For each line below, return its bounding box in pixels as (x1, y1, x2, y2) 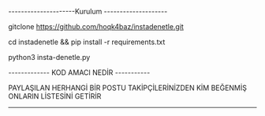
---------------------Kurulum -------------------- (8, 7, 168, 16)
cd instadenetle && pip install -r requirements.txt (8, 37, 166, 47)
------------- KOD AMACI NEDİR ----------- (8, 68, 151, 77)
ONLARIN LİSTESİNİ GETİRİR (8, 92, 102, 101)
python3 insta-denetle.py (8, 53, 91, 62)
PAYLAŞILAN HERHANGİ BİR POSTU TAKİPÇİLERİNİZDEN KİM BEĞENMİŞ (8, 83, 247, 92)
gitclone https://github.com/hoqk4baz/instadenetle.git (8, 22, 184, 31)
